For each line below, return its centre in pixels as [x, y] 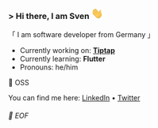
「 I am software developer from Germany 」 [81, 34]
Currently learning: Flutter [62, 58]
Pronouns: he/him [49, 67]
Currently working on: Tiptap [67, 50]
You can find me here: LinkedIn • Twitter [74, 97]
